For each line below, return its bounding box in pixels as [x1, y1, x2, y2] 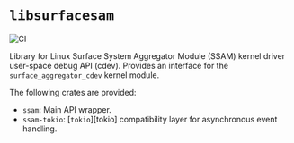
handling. [22, 123, 58, 134]
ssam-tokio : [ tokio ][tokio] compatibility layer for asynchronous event [22, 114, 278, 124]
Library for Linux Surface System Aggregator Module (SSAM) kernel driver [9, 50, 286, 61]
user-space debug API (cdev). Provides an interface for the [9, 60, 229, 71]
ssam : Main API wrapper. [22, 104, 112, 114]
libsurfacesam [9, 7, 115, 24]
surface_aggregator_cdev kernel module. [9, 70, 160, 80]
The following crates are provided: [9, 87, 137, 97]
